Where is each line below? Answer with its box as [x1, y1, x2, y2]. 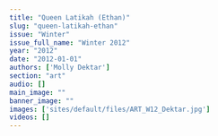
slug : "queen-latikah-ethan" [9, 21, 118, 30]
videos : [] [9, 113, 50, 122]
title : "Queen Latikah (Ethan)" [9, 13, 130, 22]
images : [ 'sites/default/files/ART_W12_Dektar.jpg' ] [9, 105, 211, 114]
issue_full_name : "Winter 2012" [9, 38, 130, 47]
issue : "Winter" [9, 30, 70, 38]
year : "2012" [9, 47, 58, 55]
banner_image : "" [9, 96, 74, 106]
